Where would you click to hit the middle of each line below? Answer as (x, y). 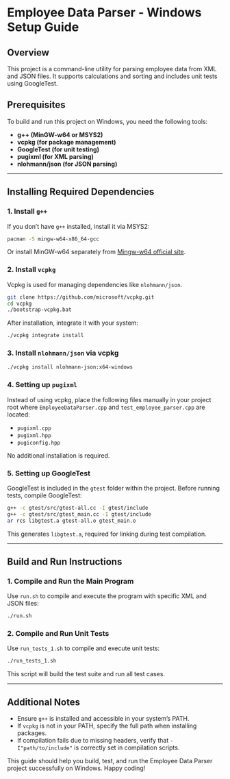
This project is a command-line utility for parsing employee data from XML (112, 69)
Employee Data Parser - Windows (104, 13)
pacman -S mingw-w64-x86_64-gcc (53, 239)
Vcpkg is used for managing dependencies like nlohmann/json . (95, 284)
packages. (32, 733)
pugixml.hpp (34, 435)
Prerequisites (36, 105)
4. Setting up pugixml (42, 385)
